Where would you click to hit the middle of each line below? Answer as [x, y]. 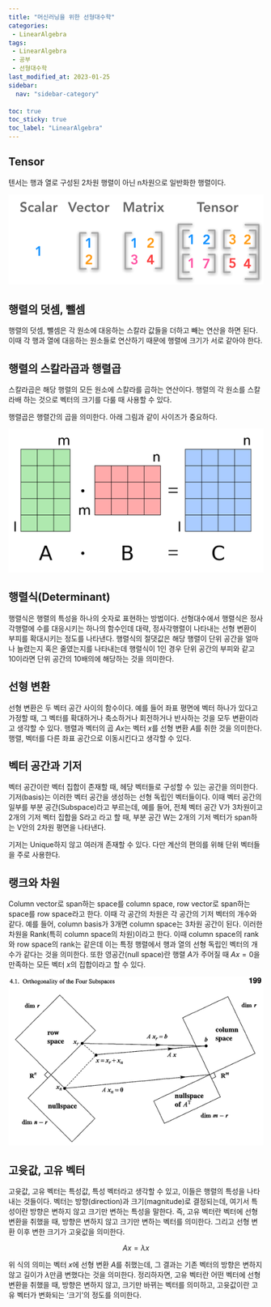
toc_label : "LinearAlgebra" [56, 128]
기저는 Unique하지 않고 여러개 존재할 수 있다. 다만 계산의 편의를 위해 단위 [124, 845]
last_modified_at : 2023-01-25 [59, 77]
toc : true [25, 111]
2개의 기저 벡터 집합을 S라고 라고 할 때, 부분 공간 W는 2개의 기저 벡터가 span [130, 817]
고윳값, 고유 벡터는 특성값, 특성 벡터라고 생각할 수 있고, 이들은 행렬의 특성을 [127, 1191]
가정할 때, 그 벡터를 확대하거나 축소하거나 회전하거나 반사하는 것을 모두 [119, 717]
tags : [17, 43]
